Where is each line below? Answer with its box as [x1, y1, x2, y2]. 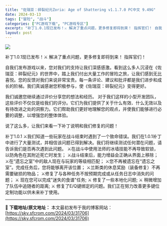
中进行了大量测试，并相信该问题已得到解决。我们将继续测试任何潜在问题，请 [5, 140, 162, 146]
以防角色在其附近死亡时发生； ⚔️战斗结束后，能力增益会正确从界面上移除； [5, 152, 159, 158]
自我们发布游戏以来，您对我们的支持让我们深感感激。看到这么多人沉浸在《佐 [5, 65, 162, 70]
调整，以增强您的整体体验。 [13, 112, 71, 118]
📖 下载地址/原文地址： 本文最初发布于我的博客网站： [5, 205, 113, 210]
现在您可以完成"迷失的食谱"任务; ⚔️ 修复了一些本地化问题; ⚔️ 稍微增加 [20, 177, 162, 183]
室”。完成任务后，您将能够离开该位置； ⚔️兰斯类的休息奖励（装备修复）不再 [5, 164, 161, 170]
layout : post [5, 30, 32, 35]
